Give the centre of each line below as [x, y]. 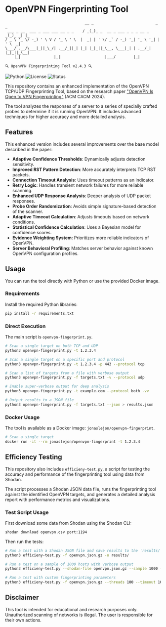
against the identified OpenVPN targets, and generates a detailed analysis [80, 494]
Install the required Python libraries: [41, 304]
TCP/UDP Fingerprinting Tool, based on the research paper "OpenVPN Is [79, 91]
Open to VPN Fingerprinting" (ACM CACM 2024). [55, 96]
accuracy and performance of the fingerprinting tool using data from [75, 474]
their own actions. [23, 620]
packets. [21, 174]
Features [19, 132]
